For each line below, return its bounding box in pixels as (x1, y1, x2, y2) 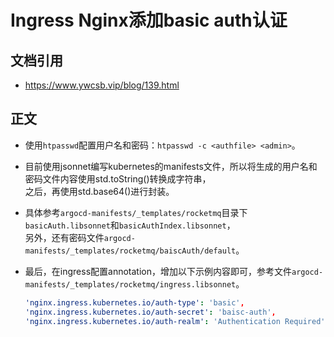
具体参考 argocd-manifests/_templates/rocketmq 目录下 (24, 206, 248, 218)
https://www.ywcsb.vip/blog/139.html (24, 79, 180, 91)
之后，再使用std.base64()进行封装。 (24, 185, 175, 197)
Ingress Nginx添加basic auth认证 (10, 9, 288, 32)
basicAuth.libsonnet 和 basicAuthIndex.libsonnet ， (24, 219, 236, 231)
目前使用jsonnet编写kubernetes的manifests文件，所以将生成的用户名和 (24, 160, 318, 172)
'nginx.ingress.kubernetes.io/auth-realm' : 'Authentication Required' (24, 316, 326, 326)
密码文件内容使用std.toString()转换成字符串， (24, 172, 212, 185)
